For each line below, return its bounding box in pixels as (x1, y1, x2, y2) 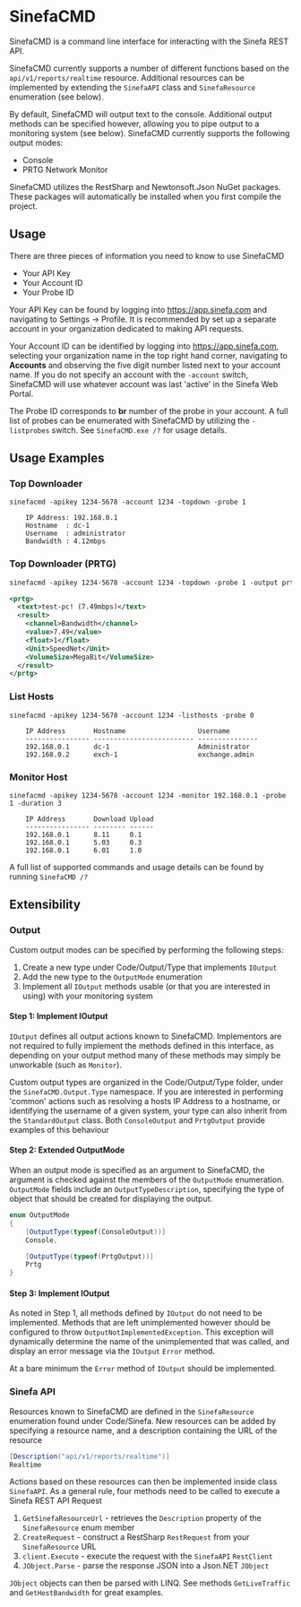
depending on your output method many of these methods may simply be (9, 1050, 281, 1060)
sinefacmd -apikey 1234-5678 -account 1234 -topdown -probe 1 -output (9, 578, 279, 587)
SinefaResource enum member (21, 1522, 135, 1534)
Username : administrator (25, 529, 126, 539)
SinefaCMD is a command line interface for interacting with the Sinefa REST (9, 36, 289, 47)
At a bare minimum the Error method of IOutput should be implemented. (9, 1363, 277, 1374)
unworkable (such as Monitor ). (9, 1059, 123, 1070)
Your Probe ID (21, 287, 74, 298)
